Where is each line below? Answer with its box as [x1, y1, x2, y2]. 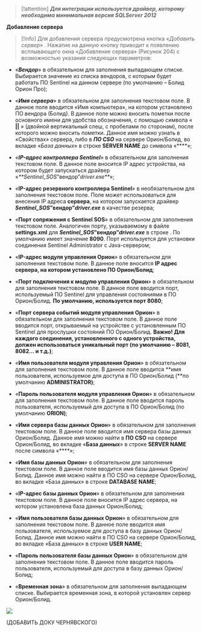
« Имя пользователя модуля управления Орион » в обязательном [14, 360, 187, 366]
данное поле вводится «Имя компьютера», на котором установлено [14, 104, 193, 111]
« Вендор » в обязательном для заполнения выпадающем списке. [14, 66, 184, 73]
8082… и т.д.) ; [14, 347, 53, 355]
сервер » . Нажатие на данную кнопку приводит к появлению [21, 42, 180, 48]
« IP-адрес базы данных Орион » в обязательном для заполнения [14, 490, 185, 497]
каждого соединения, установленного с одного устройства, [14, 335, 176, 341]
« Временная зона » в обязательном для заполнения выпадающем [14, 583, 187, 590]
